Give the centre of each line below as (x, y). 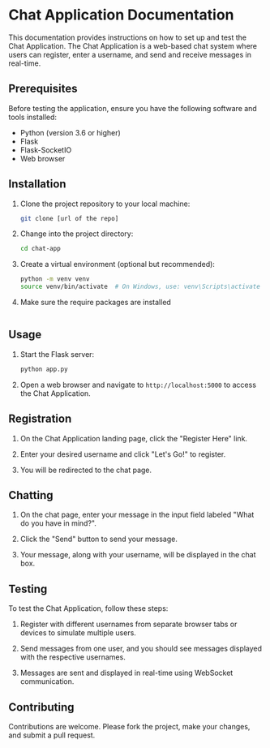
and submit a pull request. (52, 735)
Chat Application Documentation (121, 15)
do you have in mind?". (58, 523)
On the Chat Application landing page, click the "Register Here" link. (134, 438)
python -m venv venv (55, 279)
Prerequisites (43, 89)
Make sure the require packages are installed (96, 303)
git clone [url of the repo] (69, 218)
